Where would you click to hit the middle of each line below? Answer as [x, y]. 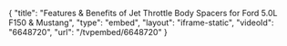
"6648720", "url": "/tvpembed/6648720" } [88, 32]
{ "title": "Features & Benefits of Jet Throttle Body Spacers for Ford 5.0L [143, 13]
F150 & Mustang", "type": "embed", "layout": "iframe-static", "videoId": [141, 23]
